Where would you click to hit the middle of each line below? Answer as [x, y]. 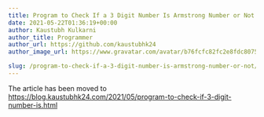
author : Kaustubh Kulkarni [52, 30]
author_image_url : [38, 52]
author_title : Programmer [50, 37]
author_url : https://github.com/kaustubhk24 [82, 45]
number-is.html [33, 105]
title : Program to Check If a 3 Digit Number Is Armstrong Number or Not [132, 15]
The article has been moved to [58, 88]
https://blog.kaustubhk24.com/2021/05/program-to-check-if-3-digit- [120, 97]
